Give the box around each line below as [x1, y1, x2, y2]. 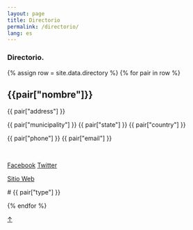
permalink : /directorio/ [7, 23, 79, 30]
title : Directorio [7, 17, 60, 24]
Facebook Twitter [7, 161, 58, 169]
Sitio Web [7, 175, 35, 183]
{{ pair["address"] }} [7, 107, 66, 116]
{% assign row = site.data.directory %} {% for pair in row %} [7, 68, 181, 77]
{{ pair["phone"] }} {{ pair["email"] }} [7, 134, 112, 143]
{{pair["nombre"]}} [7, 89, 94, 100]
